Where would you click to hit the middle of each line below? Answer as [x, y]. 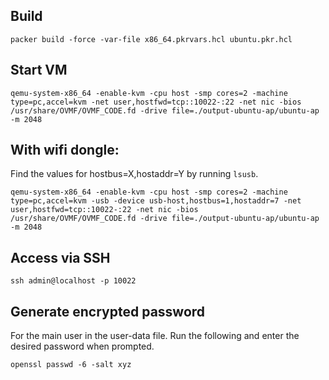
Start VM [39, 70]
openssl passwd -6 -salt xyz [71, 365]
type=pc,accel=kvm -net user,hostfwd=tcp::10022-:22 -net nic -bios [156, 102]
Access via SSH [60, 257]
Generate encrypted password [108, 311]
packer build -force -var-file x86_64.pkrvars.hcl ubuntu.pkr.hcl [151, 39]
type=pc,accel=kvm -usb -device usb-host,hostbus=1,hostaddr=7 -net [156, 201]
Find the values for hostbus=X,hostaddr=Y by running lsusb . [134, 174]
